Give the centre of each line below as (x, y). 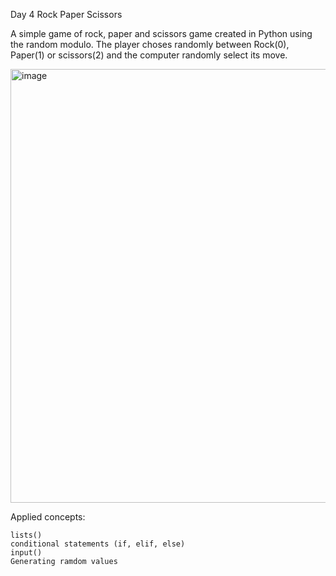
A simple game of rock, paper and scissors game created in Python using (161, 33)
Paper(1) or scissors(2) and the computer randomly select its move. (149, 55)
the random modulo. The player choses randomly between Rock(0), (150, 44)
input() (26, 553)
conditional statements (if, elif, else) (98, 544)
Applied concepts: (48, 517)
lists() (26, 535)
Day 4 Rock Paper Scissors (66, 14)
